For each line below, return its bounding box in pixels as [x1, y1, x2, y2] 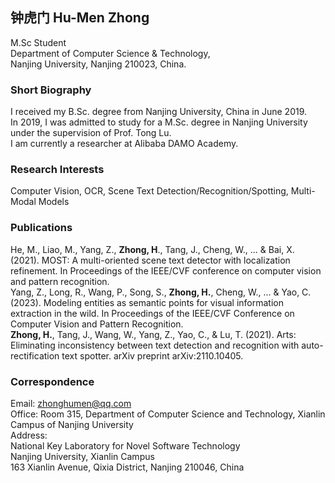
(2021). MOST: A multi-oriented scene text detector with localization [10, 254, 291, 266]
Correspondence [10, 374, 95, 388]
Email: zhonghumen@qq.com [10, 398, 132, 409]
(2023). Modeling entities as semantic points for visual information [10, 296, 284, 308]
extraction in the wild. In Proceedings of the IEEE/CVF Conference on [10, 307, 295, 319]
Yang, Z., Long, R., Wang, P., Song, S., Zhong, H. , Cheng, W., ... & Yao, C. [10, 286, 312, 298]
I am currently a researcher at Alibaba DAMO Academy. [10, 138, 239, 150]
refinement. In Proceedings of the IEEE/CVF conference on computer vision [10, 264, 322, 277]
